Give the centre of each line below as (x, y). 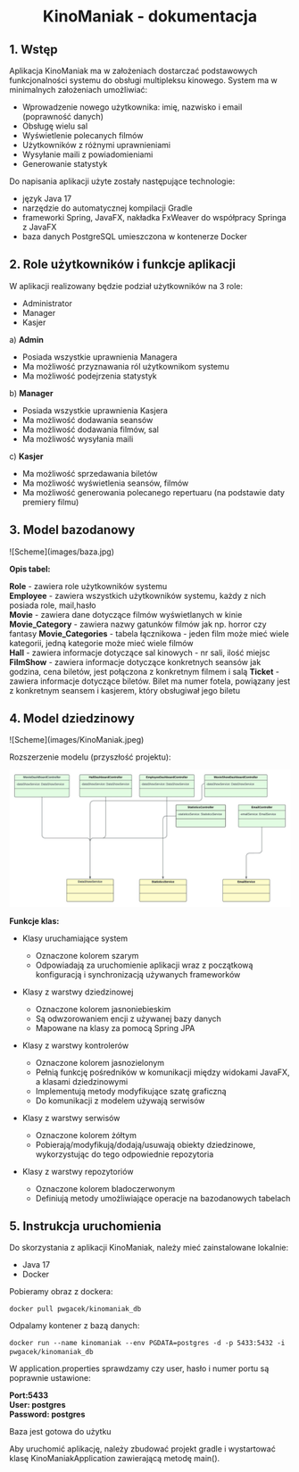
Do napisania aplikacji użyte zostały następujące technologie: (122, 181)
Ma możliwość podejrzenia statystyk (90, 376)
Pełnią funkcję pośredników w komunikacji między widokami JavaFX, (162, 1072)
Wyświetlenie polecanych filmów (83, 135)
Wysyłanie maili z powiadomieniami (87, 154)
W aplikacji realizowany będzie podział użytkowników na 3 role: (126, 286)
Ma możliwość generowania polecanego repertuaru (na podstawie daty (154, 492)
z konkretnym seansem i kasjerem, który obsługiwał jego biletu (125, 690)
